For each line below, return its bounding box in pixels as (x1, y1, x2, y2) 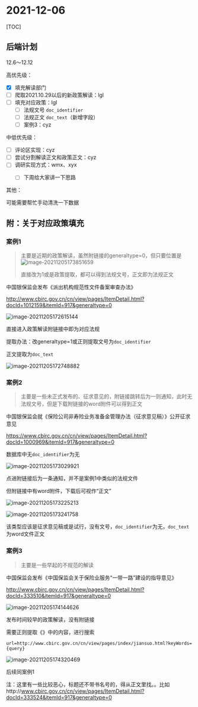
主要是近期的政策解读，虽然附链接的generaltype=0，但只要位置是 (20, 252, 182, 259)
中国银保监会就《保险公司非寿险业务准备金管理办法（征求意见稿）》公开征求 (6, 413, 191, 420)
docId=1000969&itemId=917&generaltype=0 (6, 438, 114, 445)
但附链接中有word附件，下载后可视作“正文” (6, 488, 111, 495)
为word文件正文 (6, 530, 45, 537)
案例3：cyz (23, 121, 52, 128)
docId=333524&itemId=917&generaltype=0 (6, 693, 113, 700)
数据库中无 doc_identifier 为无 (6, 451, 80, 458)
